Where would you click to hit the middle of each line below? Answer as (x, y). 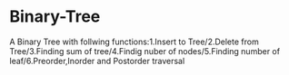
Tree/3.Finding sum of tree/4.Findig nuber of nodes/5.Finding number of (144, 51)
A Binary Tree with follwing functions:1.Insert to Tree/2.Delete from (134, 42)
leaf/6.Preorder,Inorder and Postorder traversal (97, 61)
